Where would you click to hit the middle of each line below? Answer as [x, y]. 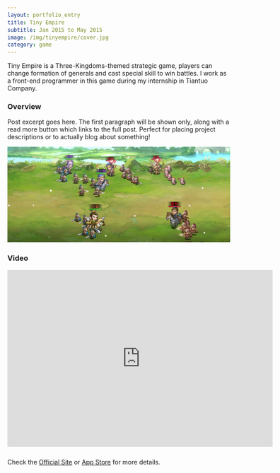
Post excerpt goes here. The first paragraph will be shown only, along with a [118, 122]
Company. [22, 88]
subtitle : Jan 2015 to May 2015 [55, 30]
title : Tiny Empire [36, 22]
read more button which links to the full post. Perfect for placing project [111, 129]
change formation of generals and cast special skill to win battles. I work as [117, 74]
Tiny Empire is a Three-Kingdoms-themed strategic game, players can [110, 66]
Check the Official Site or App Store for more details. [84, 462]
